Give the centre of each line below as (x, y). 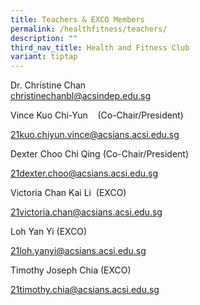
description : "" (44, 38)
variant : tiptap (44, 57)
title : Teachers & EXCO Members (77, 19)
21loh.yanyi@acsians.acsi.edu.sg (78, 251)
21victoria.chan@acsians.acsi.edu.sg (86, 212)
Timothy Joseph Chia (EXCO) (71, 270)
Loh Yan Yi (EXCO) (49, 232)
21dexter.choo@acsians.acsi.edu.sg (84, 173)
